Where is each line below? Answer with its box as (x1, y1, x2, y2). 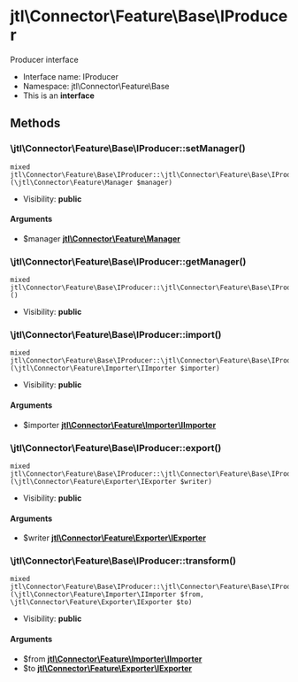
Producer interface (10, 54, 79, 65)
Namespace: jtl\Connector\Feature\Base (22, 80, 170, 91)
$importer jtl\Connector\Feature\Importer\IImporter (22, 419, 217, 430)
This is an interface (22, 90, 96, 101)
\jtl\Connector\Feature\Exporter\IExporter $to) (10, 598, 193, 607)
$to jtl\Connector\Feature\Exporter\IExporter (22, 663, 193, 673)
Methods (10, 116, 61, 131)
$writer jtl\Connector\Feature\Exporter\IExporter (22, 533, 207, 543)
